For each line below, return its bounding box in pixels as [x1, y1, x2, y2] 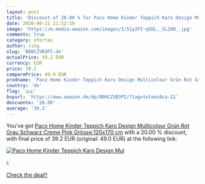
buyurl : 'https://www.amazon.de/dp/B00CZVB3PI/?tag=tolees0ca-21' [6, 94, 179, 100]
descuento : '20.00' [6, 99, 56, 105]
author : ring [6, 43, 40, 49]
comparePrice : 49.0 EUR [6, 71, 67, 77]
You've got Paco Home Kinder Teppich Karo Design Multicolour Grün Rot [6, 122, 190, 129]
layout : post [6, 9, 40, 15]
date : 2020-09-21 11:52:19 [6, 20, 75, 26]
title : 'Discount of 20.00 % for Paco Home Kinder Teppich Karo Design [6, 15, 192, 21]
